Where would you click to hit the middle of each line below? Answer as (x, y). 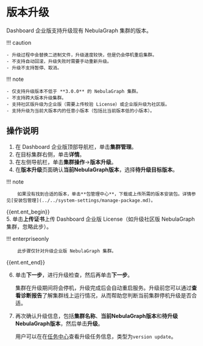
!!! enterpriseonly (28, 238)
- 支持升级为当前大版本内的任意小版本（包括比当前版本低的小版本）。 (80, 111)
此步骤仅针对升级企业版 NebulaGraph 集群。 (67, 251)
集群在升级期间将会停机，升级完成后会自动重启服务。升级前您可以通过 (103, 288)
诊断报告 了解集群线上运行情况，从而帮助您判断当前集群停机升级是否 (106, 295)
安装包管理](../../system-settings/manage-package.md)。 (85, 200)
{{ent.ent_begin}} (28, 212)
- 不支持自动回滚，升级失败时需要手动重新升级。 (59, 61)
